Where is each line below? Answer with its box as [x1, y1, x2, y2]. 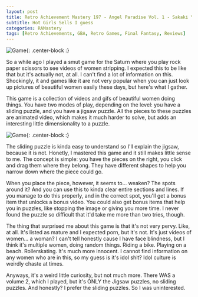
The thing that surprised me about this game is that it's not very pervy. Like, [6, 222, 190, 230]
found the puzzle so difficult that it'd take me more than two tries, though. [6, 211, 185, 218]
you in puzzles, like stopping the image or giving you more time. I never [6, 205, 179, 212]
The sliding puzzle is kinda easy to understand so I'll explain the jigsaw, [6, 143, 180, 150]
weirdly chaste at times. [6, 260, 64, 267]
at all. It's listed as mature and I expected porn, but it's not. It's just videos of [6, 229, 192, 236]
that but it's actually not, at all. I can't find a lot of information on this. [6, 71, 173, 78]
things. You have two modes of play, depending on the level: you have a [6, 101, 181, 108]
